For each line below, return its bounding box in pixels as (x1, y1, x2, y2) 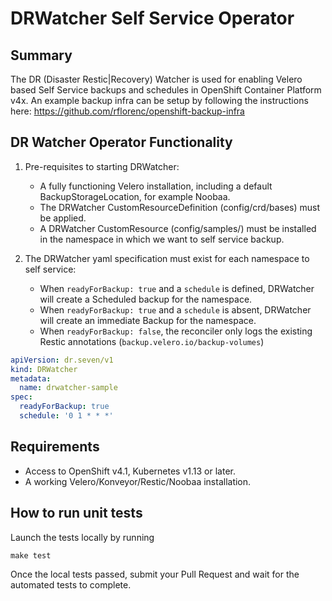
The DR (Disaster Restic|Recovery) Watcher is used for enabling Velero (10, 73, 303, 85)
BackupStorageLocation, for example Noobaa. (39, 190, 231, 202)
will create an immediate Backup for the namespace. (39, 314, 257, 326)
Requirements (10, 438, 100, 456)
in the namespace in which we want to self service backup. (39, 233, 285, 245)
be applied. (39, 212, 87, 224)
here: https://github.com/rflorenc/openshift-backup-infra (10, 105, 245, 117)
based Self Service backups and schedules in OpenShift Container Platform (10, 84, 322, 96)
